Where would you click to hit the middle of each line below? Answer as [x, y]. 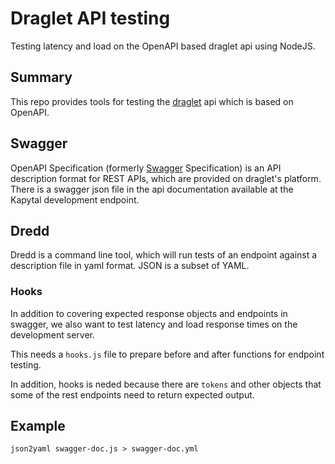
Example [38, 426]
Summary [41, 77]
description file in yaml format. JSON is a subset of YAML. [130, 266]
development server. [53, 334]
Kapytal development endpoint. [75, 199]
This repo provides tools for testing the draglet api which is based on [152, 101]
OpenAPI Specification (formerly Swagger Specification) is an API [146, 168]
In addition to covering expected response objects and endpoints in [149, 313]
